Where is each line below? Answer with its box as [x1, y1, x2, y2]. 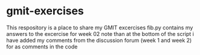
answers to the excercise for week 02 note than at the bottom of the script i [6, 30, 195, 37]
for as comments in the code [6, 43, 78, 50]
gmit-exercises [6, 4, 85, 18]
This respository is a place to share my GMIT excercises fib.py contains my [6, 24, 193, 31]
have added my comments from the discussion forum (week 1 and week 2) [6, 36, 192, 44]
